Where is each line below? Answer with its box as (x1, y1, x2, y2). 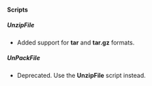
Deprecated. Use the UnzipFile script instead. (16, 71, 147, 79)
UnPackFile (7, 54, 41, 62)
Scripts (7, 5, 29, 14)
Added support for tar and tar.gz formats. (16, 38, 135, 46)
